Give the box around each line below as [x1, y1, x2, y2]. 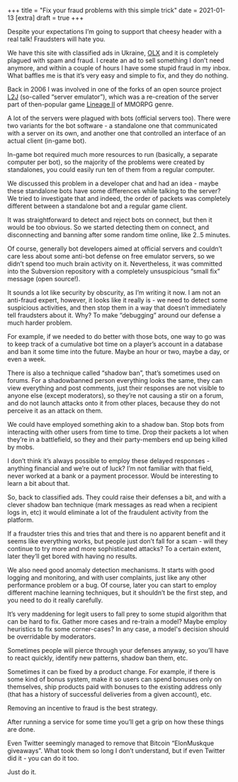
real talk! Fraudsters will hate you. [7, 35, 106, 43]
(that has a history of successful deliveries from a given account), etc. [7, 690, 212, 698]
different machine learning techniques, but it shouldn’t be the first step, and [7, 589, 228, 597]
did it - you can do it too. [7, 754, 79, 762]
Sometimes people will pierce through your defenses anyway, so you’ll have [7, 646, 229, 654]
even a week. [7, 355, 46, 363]
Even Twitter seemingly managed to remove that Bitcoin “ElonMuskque [7, 739, 215, 747]
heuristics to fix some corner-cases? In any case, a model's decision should [7, 625, 229, 633]
